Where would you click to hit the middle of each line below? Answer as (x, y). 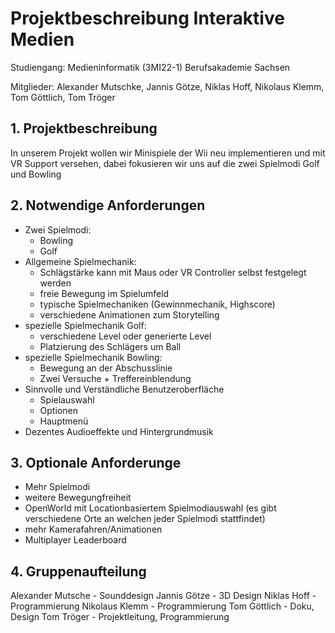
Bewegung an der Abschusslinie (106, 368)
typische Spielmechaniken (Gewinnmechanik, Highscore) (157, 304)
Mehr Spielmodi (57, 487)
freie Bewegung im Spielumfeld (104, 293)
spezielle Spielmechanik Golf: (85, 325)
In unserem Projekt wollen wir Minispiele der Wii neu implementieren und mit (168, 153)
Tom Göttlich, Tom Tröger (63, 97)
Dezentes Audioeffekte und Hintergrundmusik (119, 431)
